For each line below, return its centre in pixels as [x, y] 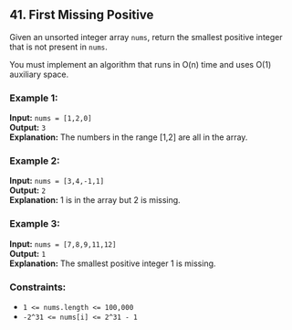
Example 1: [34, 98]
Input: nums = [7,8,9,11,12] [63, 244]
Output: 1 [28, 253]
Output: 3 [28, 128]
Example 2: [35, 161]
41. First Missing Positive [82, 15]
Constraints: [38, 287]
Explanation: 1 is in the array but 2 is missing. [95, 200]
